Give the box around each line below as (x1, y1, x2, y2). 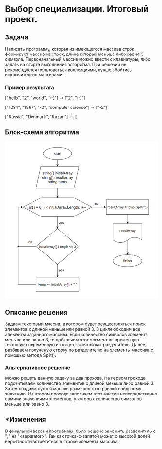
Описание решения (5, 308, 68, 317)
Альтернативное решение (5, 364, 70, 371)
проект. (5, 14, 38, 25)
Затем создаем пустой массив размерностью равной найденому (5, 386, 142, 392)
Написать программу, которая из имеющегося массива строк (5, 46, 135, 52)
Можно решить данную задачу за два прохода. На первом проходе (5, 376, 146, 381)
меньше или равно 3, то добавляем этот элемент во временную (5, 337, 139, 342)
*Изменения (5, 415, 46, 424)
